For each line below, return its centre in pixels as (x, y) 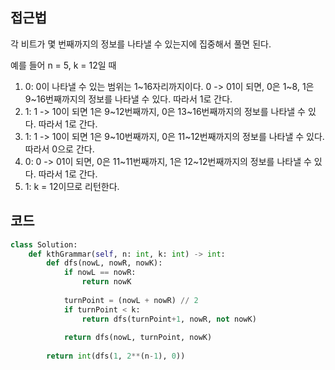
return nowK (106, 282)
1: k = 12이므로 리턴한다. (72, 186)
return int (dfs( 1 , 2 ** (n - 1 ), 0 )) (116, 356)
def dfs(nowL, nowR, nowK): (104, 263)
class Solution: (44, 244)
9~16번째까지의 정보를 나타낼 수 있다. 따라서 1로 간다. (128, 99)
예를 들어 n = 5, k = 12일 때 (63, 65)
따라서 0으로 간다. (59, 149)
